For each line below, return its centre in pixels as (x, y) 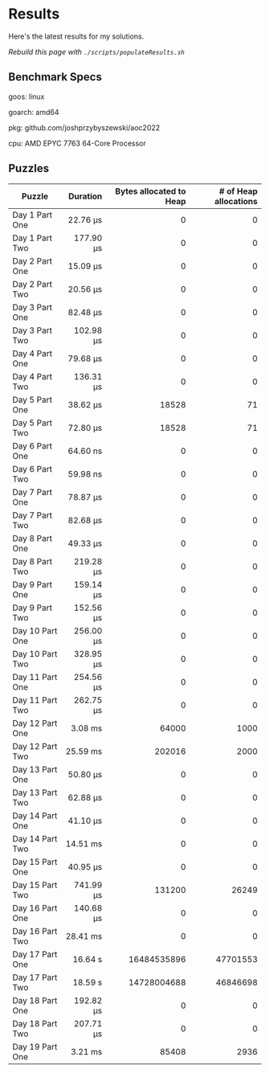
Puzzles (29, 168)
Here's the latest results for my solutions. (76, 36)
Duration (85, 196)
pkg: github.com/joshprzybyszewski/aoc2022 (84, 127)
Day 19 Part (35, 1046)
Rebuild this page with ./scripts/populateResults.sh (96, 51)
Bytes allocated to (151, 191)
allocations (236, 201)
